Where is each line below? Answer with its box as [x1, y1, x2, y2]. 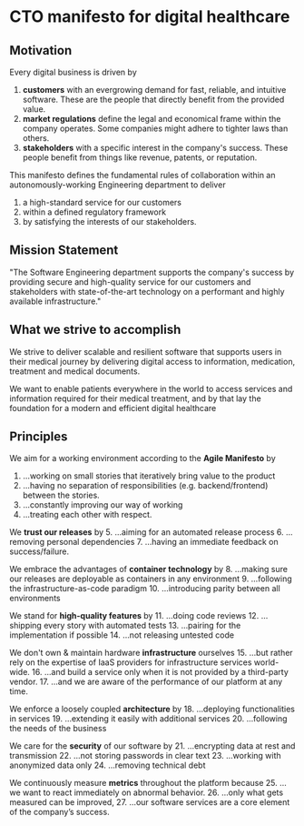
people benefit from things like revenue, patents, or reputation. [22, 152, 258, 163]
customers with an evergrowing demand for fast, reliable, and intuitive [22, 85, 287, 95]
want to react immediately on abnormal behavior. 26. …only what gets [22, 787, 284, 798]
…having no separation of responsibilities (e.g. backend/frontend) [22, 480, 269, 491]
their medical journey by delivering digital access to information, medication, [9, 356, 296, 367]
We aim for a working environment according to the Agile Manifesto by [9, 453, 277, 464]
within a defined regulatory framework [22, 206, 166, 217]
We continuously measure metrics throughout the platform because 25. [9, 778, 279, 789]
